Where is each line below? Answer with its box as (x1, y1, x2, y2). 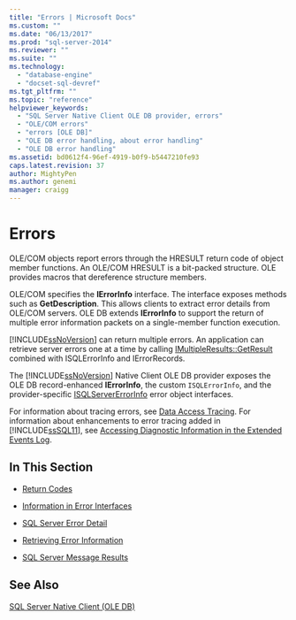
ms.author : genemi (9, 178, 77, 187)
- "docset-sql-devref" (17, 79, 101, 88)
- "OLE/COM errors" (17, 120, 89, 129)
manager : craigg (9, 186, 69, 195)
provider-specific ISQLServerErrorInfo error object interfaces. (9, 388, 234, 399)
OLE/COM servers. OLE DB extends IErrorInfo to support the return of (9, 307, 264, 318)
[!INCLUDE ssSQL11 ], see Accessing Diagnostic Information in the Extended (9, 425, 283, 435)
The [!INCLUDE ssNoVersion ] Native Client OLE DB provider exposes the (9, 370, 271, 380)
